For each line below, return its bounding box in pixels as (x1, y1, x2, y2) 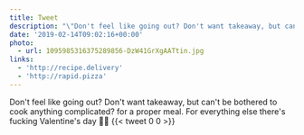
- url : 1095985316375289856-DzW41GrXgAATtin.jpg (17, 47, 204, 56)
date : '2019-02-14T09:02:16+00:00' (9, 30, 144, 39)
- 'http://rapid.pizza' (17, 72, 107, 81)
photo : (9, 38, 34, 48)
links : (9, 55, 34, 64)
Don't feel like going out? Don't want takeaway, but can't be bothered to (9, 96, 278, 107)
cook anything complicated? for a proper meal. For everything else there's (9, 105, 286, 117)
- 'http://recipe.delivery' (17, 64, 124, 73)
